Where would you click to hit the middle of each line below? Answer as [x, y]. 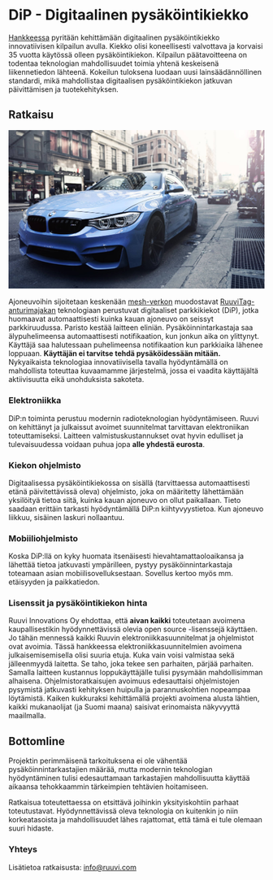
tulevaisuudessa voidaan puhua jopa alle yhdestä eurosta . [107, 444]
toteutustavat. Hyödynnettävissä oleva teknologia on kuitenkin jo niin [123, 811]
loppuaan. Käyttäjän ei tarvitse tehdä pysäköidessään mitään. [115, 353]
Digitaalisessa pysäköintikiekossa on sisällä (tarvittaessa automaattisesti [129, 483]
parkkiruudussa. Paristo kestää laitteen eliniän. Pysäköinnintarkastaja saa [131, 327]
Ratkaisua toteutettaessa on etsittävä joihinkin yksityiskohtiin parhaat [123, 803]
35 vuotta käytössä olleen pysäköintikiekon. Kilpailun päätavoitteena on [128, 54]
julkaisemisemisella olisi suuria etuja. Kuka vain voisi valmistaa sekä [121, 655]
